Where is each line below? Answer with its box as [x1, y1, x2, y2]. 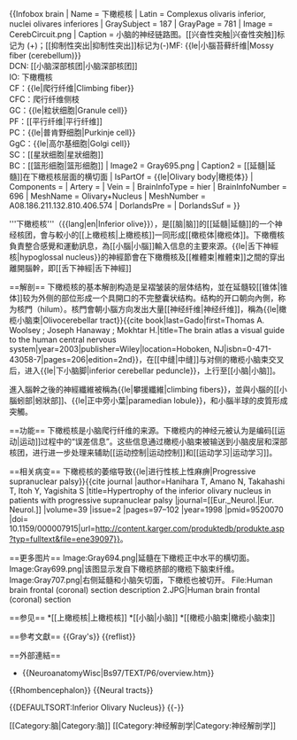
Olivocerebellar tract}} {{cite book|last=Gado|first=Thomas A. [42, 315, 265, 325]
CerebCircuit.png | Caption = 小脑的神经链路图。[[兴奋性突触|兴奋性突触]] [9, 29, 278, 39]
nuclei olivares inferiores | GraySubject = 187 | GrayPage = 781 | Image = [9, 19, 274, 29]
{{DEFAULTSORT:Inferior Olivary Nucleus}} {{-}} [9, 702, 185, 713]
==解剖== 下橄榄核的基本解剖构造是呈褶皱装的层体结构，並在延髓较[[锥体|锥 [9, 282, 288, 292]
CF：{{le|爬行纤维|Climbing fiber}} [9, 83, 134, 93]
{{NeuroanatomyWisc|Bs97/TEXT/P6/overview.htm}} [21, 668, 215, 678]
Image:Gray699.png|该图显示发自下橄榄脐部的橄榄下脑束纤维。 [9, 564, 240, 574]
